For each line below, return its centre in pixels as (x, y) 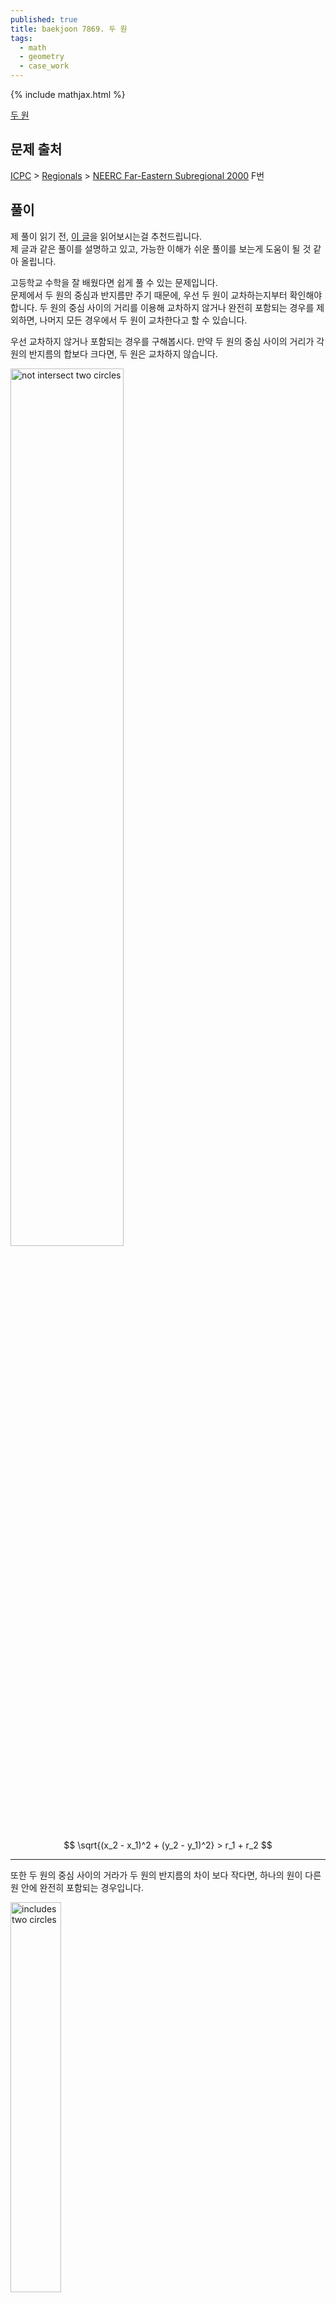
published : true (44, 19)
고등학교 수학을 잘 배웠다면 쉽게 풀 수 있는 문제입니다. (114, 282)
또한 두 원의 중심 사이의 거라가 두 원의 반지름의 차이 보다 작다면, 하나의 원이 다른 (166, 1875)
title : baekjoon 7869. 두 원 (69, 29)
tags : (21, 38)
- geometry (42, 57)
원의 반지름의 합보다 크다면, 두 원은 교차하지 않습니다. (114, 353)
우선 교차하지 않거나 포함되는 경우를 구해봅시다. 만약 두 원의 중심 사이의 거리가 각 (167, 341)
